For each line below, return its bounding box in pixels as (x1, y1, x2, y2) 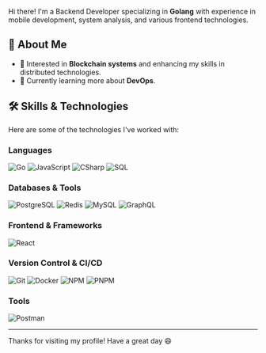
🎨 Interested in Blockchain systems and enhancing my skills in (19, 59, 226, 68)
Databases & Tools (8, 182, 82, 193)
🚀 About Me (8, 38, 67, 51)
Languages (8, 144, 53, 155)
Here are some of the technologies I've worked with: (8, 124, 180, 134)
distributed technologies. (19, 67, 101, 77)
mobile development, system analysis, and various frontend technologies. (8, 15, 249, 25)
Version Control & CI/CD (8, 257, 103, 268)
